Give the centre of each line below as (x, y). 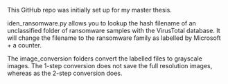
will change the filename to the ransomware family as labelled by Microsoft (114, 38)
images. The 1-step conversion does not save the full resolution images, (110, 66)
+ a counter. (24, 45)
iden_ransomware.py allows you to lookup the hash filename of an (102, 23)
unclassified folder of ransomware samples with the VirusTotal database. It (114, 31)
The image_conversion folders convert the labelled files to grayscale (105, 59)
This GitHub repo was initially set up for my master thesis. (89, 10)
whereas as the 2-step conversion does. (65, 73)
